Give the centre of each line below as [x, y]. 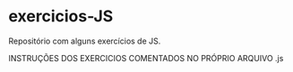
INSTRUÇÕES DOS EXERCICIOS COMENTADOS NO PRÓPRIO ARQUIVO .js [146, 58]
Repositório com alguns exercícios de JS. [85, 41]
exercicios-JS [61, 16]
